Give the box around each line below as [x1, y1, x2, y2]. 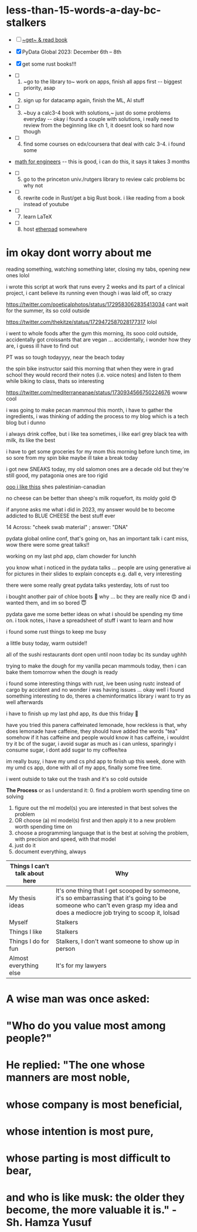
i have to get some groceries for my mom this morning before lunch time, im [6, 447, 190, 455]
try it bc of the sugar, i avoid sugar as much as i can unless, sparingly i [6, 740, 176, 747]
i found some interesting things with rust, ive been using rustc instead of [6, 679, 181, 687]
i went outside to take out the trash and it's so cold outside [6, 775, 148, 782]
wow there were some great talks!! [6, 541, 90, 548]
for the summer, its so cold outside [6, 307, 90, 314]
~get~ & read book [22, 36, 68, 43]
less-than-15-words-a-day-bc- [6, 4, 161, 17]
